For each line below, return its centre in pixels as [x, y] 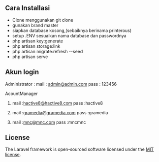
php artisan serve [30, 57]
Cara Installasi [28, 8]
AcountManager [21, 94]
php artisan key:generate [38, 41]
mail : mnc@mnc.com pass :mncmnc [49, 122]
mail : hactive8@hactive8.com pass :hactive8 [58, 103]
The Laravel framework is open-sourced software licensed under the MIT [79, 149]
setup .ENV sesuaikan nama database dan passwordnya [69, 35]
